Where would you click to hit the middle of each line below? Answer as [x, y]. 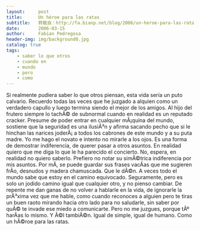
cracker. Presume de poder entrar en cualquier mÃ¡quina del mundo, [90, 120]
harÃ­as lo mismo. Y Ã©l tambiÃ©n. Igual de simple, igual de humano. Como [99, 216]
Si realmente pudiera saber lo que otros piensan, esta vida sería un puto [94, 95]
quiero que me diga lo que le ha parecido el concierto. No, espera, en [91, 152]
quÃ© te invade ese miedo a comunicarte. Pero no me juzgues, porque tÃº [98, 209]
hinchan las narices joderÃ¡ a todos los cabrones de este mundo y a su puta [99, 133]
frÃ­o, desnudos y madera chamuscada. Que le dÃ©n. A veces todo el [92, 171]
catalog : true [24, 45]
